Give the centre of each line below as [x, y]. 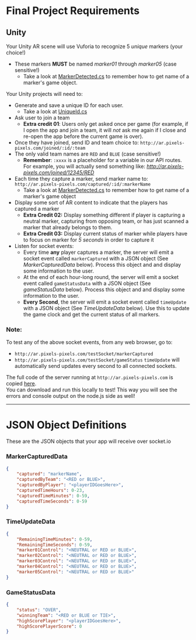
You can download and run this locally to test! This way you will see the [92, 390]
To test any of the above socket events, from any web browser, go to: [90, 342]
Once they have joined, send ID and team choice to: [76, 142]
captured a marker [37, 209]
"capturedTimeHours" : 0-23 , [50, 491]
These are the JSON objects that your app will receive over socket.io [88, 441]
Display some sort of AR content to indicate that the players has [91, 202]
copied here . [21, 384]
